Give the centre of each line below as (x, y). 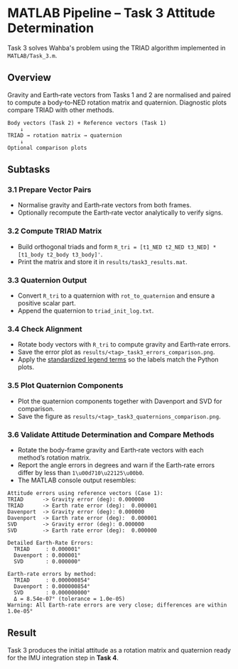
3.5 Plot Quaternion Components (65, 386)
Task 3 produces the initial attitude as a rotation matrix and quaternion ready (119, 650)
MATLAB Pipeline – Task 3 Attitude (111, 13)
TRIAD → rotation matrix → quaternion (65, 135)
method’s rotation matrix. (54, 457)
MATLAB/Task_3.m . (32, 55)
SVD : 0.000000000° (52, 592)
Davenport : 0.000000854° (52, 586)
